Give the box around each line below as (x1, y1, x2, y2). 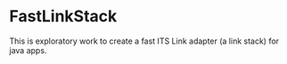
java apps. (9, 44, 47, 55)
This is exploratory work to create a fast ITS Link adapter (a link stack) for (9, 36, 279, 46)
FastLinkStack (9, 6, 118, 27)
